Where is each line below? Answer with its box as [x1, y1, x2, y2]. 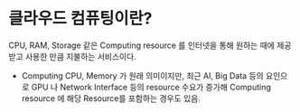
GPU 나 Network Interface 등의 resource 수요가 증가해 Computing [31, 81, 272, 92]
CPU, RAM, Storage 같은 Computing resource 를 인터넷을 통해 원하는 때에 [8, 40, 275, 51]
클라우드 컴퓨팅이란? [8, 8, 153, 29]
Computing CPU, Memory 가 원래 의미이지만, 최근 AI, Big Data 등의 [21, 70, 264, 81]
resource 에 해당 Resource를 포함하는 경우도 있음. [21, 92, 201, 104]
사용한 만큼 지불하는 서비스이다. [24, 51, 136, 61]
